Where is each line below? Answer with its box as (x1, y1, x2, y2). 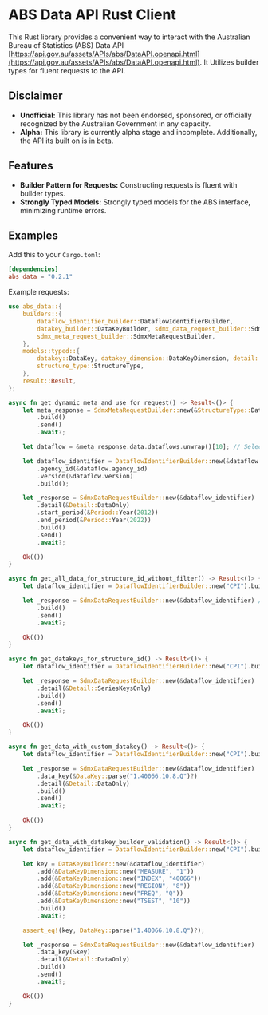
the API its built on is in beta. (19, 136, 114, 145)
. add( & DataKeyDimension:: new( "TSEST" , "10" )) (37, 897, 191, 905)
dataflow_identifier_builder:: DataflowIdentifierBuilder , (37, 317, 234, 325)
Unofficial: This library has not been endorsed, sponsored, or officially (19, 110, 253, 120)
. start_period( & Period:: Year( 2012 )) (37, 509, 159, 517)
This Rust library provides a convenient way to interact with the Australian (8, 32, 250, 42)
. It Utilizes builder (199, 57, 259, 67)
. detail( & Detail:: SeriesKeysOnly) (37, 684, 152, 692)
